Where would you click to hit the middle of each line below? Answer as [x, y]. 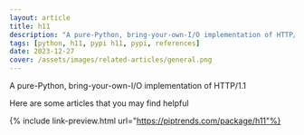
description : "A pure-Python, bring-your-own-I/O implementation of [141, 34]
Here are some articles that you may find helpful [99, 103]
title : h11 [30, 26]
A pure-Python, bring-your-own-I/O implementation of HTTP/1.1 [128, 86]
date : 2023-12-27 [42, 52]
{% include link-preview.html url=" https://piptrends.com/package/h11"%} [145, 121]
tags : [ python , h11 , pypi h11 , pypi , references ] [105, 43]
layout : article [40, 18]
